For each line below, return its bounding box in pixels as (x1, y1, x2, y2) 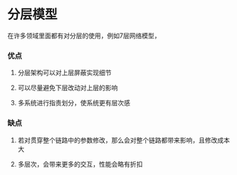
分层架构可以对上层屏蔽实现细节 (17, 68, 112, 77)
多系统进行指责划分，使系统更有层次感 (17, 99, 130, 107)
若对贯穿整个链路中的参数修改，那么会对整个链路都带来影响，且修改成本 (17, 136, 230, 144)
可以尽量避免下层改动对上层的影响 (17, 83, 118, 92)
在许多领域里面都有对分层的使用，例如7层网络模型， (7, 31, 161, 40)
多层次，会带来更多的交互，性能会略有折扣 (17, 159, 143, 168)
